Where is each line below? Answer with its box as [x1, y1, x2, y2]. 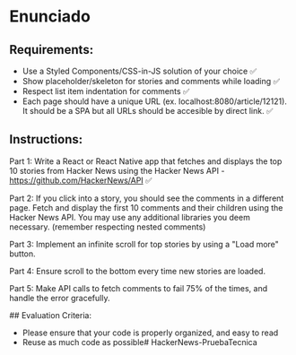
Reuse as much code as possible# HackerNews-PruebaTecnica [22, 336, 257, 347]
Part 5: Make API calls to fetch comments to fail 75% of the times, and [9, 282, 267, 293]
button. [9, 248, 36, 259]
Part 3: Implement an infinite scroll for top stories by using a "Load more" [9, 238, 280, 249]
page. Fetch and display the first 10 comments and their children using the [9, 202, 283, 212]
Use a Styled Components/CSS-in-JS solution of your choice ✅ [22, 65, 257, 76]
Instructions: [9, 132, 83, 147]
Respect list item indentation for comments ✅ [22, 86, 190, 96]
